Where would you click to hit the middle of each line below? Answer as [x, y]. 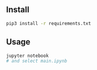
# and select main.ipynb [37, 61]
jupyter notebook [28, 56]
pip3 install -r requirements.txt [49, 23]
